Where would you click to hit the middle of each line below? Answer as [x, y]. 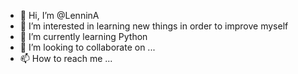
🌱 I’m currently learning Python [83, 36]
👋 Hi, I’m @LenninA [59, 15]
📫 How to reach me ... [66, 58]
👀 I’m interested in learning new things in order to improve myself [154, 26]
